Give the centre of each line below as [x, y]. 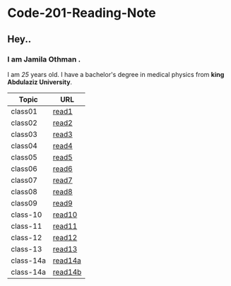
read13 [65, 249]
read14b [67, 272]
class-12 [26, 237]
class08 [24, 191]
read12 [65, 237]
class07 [24, 180]
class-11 [26, 226]
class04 [24, 145]
